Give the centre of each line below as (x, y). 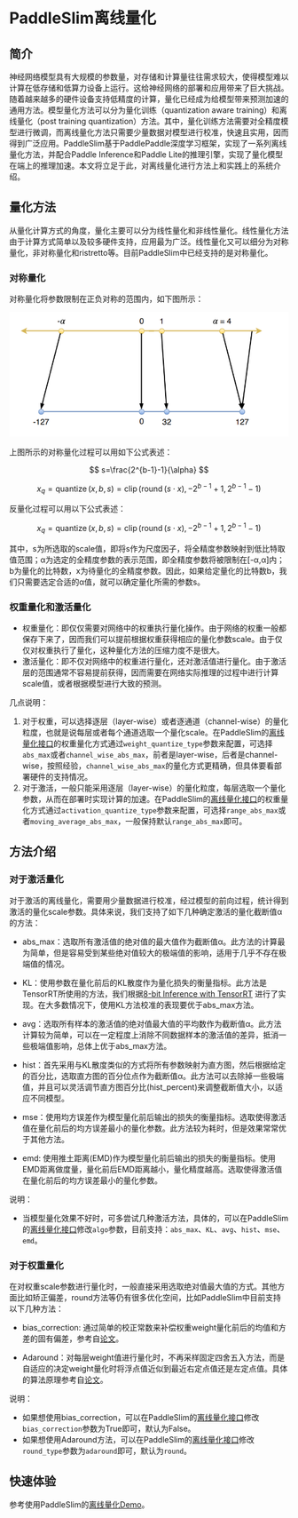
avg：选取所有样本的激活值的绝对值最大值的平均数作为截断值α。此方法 (152, 1023)
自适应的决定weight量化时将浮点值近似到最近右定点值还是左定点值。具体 (155, 1368)
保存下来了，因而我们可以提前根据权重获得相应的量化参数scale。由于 (148, 639)
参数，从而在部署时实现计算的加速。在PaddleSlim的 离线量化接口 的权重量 (155, 799)
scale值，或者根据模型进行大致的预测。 (94, 683)
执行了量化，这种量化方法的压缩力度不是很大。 (138, 650)
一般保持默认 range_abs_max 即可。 (186, 821)
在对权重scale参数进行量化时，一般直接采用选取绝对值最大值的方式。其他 (143, 1286)
